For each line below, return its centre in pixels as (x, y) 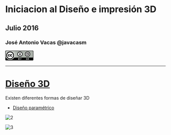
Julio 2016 (22, 28)
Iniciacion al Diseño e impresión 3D (81, 9)
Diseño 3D (27, 84)
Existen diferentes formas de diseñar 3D (48, 98)
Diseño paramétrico (33, 108)
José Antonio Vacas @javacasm (46, 42)
